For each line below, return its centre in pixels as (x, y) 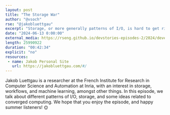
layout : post (19, 10)
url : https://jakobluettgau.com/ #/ (49, 66)
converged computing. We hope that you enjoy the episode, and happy (79, 102)
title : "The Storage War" (32, 15)
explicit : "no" (21, 52)
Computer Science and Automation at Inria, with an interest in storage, (78, 86)
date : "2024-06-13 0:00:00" (35, 33)
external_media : (22, 38)
